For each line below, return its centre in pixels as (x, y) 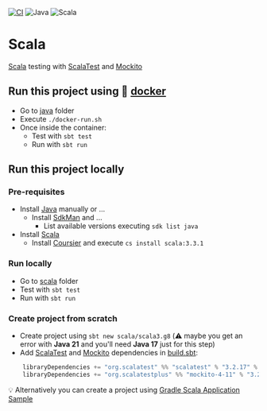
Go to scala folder (49, 281)
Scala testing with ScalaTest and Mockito (75, 66)
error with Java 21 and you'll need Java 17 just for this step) (118, 344)
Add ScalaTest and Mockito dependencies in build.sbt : (109, 353)
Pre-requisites (37, 192)
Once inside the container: (63, 127)
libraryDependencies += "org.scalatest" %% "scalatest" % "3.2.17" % (140, 367)
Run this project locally (66, 170)
